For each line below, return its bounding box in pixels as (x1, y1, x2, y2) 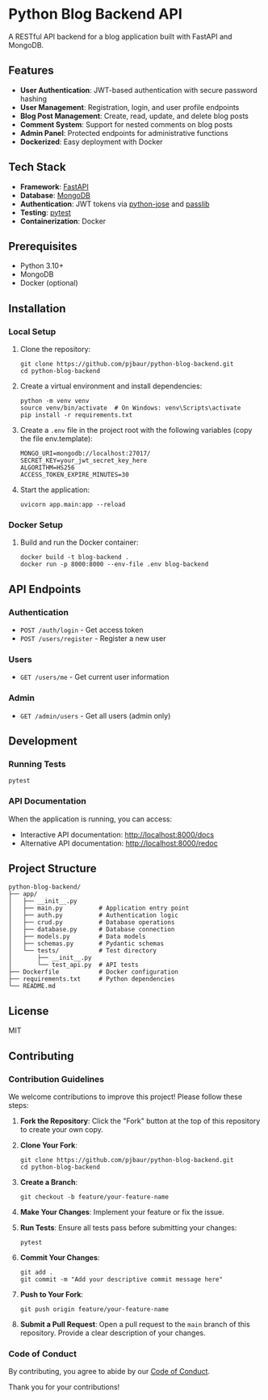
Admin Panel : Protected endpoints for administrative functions (19, 128, 228, 138)
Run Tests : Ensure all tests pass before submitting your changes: (19, 1223, 237, 1232)
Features (8, 64, 54, 78)
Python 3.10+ (19, 261, 65, 271)
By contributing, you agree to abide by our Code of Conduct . (8, 1367, 211, 1377)
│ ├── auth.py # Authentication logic (8, 911, 179, 919)
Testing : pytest (19, 207, 71, 217)
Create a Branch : (19, 1177, 78, 1186)
